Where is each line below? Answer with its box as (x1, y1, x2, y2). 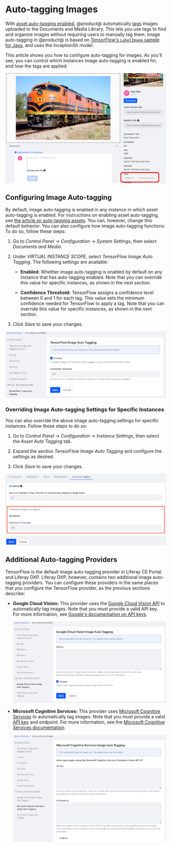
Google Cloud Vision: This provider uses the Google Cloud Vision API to (12, 600, 165, 607)
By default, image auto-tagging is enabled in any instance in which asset (5, 207, 158, 213)
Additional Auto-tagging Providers (5, 555, 117, 564)
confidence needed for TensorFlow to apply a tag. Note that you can (20, 300, 165, 307)
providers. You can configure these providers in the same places (22, 579, 159, 586)
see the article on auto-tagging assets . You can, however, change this (5, 217, 152, 224)
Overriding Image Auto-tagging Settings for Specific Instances (5, 406, 164, 413)
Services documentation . (12, 724, 66, 731)
